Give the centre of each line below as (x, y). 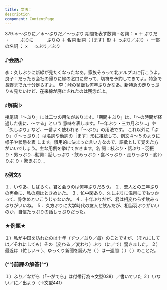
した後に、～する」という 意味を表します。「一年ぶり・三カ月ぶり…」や (83, 123)
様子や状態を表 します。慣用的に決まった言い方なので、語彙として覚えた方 (82, 142)
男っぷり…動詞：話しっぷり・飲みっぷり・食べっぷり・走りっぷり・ (83, 154)
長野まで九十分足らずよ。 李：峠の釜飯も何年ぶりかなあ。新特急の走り (78, 85)
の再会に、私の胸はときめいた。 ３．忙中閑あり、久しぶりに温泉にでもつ (80, 193)
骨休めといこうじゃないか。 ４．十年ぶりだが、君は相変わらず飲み (86, 199)
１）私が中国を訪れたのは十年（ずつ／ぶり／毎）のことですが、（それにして (83, 238)
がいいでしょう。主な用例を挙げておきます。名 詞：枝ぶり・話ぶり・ (75, 148)
